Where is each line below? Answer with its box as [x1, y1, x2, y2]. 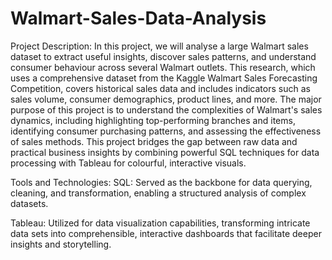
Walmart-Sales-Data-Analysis [10, 7, 267, 30]
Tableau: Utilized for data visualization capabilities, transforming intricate [10, 217, 311, 229]
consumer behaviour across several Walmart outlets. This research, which [10, 61, 316, 73]
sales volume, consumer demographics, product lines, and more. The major [10, 93, 322, 105]
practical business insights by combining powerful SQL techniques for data [10, 146, 320, 158]
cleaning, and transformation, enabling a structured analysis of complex [10, 187, 307, 199]
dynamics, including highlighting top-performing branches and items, [10, 114, 296, 126]
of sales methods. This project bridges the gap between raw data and [10, 135, 298, 147]
